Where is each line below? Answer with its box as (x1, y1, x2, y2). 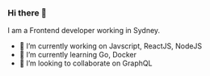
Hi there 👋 (7, 7, 48, 19)
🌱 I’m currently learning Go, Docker (19, 50, 136, 60)
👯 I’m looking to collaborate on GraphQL (19, 58, 153, 68)
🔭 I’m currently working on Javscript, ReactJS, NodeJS (19, 41, 203, 51)
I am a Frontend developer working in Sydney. (7, 26, 161, 36)
